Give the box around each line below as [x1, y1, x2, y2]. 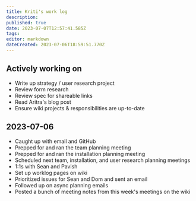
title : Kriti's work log [6, 8, 68, 15]
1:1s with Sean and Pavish [14, 162, 78, 170]
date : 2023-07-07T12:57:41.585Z [6, 25, 86, 31]
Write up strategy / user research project [14, 79, 115, 87]
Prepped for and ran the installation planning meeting [14, 150, 146, 157]
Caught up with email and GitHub [14, 138, 96, 145]
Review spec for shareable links [14, 92, 93, 99]
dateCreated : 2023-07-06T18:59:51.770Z [6, 42, 105, 48]
